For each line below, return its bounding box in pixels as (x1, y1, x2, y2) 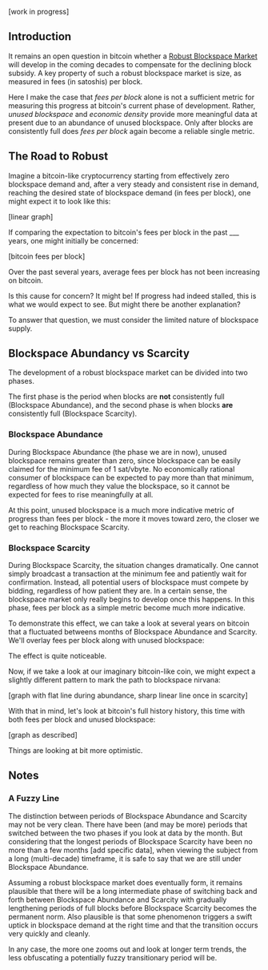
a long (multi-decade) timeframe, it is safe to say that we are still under (8, 853, 242, 863)
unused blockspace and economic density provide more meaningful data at (8, 109, 258, 119)
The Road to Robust (8, 150, 109, 163)
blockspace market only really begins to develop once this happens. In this (8, 594, 255, 604)
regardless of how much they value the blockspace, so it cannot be (8, 481, 230, 491)
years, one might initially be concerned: (8, 235, 138, 245)
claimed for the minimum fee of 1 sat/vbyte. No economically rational (8, 464, 235, 473)
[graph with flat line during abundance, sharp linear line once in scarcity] (8, 690, 248, 700)
